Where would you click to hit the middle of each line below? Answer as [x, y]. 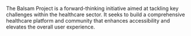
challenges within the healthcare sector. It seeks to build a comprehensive [96, 15]
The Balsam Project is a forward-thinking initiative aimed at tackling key [92, 8]
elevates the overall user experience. [51, 27]
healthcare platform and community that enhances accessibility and [88, 21]
